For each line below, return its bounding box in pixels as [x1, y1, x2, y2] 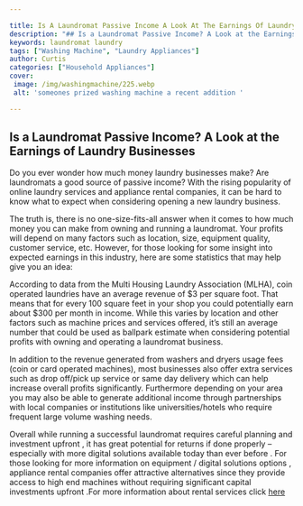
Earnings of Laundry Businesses [9, 143, 196, 159]
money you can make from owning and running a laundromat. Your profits [9, 223, 284, 235]
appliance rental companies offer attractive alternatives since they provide [9, 467, 286, 478]
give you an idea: [9, 262, 74, 272]
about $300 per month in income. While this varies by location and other [9, 308, 279, 318]
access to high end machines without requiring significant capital [9, 477, 252, 488]
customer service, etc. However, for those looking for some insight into [9, 243, 273, 253]
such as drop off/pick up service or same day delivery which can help [9, 373, 269, 384]
